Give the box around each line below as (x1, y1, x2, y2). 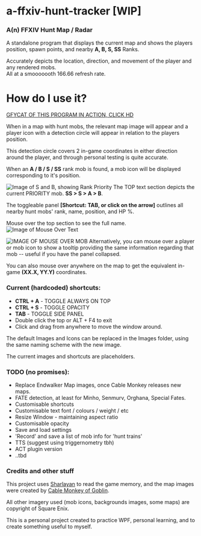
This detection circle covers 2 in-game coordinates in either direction (6, 148, 178, 155)
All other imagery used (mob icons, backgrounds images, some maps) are (6, 499, 190, 506)
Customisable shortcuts (14, 400, 74, 408)
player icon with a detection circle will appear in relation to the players (6, 129, 180, 137)
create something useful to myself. (6, 523, 92, 531)
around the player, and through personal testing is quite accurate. (6, 154, 169, 161)
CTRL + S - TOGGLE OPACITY (14, 304, 90, 311)
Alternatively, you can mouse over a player (89, 238, 195, 245)
